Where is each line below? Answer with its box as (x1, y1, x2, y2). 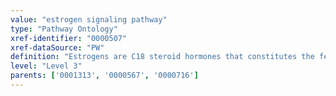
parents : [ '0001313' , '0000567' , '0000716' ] (10, 71, 199, 81)
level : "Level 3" (10, 61, 83, 71)
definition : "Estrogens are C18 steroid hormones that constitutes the (10, 52, 315, 62)
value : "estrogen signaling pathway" (10, 14, 168, 25)
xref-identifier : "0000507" (10, 33, 128, 43)
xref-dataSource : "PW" (10, 42, 105, 53)
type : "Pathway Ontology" (10, 24, 118, 34)
